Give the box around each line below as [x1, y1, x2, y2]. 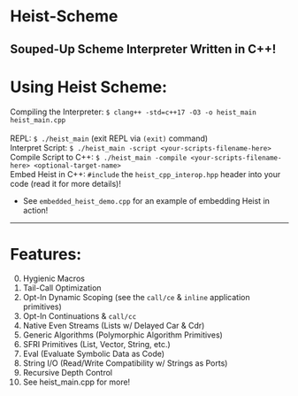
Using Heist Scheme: [10, 77, 167, 97]
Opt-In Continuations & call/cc [22, 311, 137, 322]
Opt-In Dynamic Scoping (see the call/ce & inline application [22, 292, 250, 303]
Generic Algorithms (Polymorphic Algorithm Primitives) [22, 330, 224, 340]
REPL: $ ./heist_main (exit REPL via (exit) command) [10, 133, 209, 144]
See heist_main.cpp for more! [22, 377, 131, 387]
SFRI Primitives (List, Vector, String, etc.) [22, 339, 171, 350]
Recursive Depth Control [22, 368, 113, 378]
